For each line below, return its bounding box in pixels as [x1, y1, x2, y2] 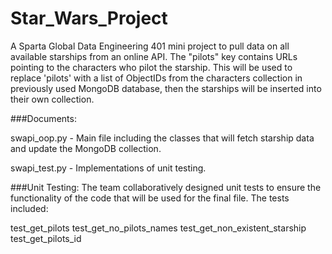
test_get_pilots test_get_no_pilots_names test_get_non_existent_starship [10, 222, 307, 234]
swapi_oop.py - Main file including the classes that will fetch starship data [10, 132, 315, 144]
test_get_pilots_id [10, 232, 82, 244]
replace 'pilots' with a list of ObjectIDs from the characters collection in [10, 72, 303, 84]
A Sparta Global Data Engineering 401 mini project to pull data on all [10, 40, 290, 52]
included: [10, 202, 49, 214]
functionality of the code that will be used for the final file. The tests [10, 192, 290, 204]
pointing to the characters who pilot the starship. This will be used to [10, 61, 293, 73]
